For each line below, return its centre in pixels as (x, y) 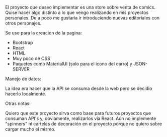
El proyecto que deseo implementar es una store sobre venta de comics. (80, 7)
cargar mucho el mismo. (30, 129)
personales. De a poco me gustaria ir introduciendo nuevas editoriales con (82, 18)
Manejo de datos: (23, 79)
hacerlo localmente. (26, 94)
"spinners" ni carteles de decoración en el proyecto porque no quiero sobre (84, 124)
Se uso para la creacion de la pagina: (44, 33)
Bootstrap (23, 42)
